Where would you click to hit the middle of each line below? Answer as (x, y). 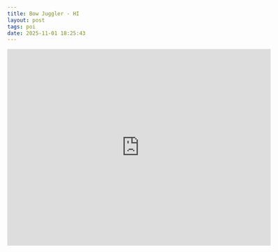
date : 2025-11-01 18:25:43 (46, 33)
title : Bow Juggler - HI (43, 14)
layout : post (26, 20)
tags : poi (22, 26)
